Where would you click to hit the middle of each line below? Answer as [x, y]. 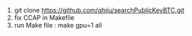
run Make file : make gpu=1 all [58, 25]
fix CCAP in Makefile [44, 18]
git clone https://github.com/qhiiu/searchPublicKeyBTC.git [99, 10]
